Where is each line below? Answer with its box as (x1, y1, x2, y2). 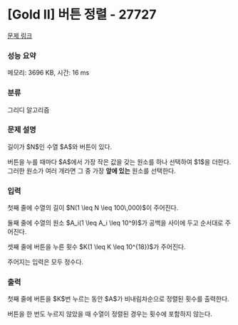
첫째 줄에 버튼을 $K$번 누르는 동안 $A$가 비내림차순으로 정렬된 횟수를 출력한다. (7, 294, 229, 303)
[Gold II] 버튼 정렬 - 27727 (7, 6, 157, 23)
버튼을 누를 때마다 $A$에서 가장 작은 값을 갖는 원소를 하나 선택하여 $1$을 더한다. (7, 157, 232, 166)
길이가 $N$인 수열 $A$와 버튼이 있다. (7, 142, 113, 151)
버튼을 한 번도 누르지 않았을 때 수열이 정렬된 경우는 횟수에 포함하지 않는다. (7, 310, 212, 319)
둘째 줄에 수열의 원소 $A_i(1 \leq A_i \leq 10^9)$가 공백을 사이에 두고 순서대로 (7, 218, 224, 228)
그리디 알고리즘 (7, 105, 50, 114)
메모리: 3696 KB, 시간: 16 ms (7, 68, 90, 77)
